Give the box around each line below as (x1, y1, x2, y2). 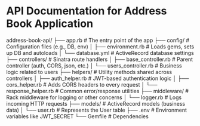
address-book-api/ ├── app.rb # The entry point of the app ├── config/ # (6, 36, 190, 44)
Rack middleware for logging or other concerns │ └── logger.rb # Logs (6, 94, 182, 101)
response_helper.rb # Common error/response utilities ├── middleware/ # (6, 87, 189, 94)
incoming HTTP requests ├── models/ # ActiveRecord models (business (6, 100, 186, 107)
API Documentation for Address (6, 4, 167, 18)
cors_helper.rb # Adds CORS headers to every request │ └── (6, 81, 158, 88)
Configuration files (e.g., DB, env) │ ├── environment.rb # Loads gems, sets (6, 43, 195, 50)
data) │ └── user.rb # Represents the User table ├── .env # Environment (6, 106, 187, 113)
